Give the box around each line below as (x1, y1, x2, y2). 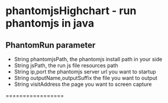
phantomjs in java (5, 16, 95, 30)
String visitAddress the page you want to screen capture (14, 81, 152, 88)
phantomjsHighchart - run (5, 4, 137, 18)
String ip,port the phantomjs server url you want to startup (14, 68, 156, 75)
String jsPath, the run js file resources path (14, 62, 119, 69)
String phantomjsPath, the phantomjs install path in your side (14, 56, 163, 62)
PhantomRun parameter (5, 40, 96, 50)
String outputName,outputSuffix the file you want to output (14, 75, 158, 81)
